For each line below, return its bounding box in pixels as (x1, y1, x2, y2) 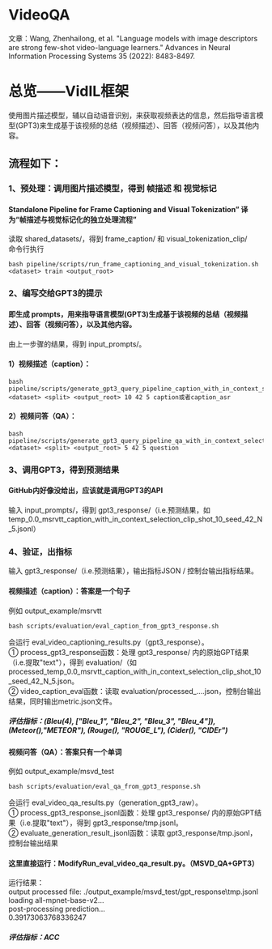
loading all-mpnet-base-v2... (8, 896, 104, 905)
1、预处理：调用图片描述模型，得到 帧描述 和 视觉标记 (8, 183, 217, 194)
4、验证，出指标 (8, 546, 73, 557)
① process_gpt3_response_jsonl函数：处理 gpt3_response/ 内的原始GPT (8, 808, 255, 818)
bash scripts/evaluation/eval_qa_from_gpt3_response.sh (8, 783, 201, 791)
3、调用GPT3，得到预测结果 (8, 464, 120, 475)
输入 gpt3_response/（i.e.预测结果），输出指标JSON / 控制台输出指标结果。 (8, 566, 259, 576)
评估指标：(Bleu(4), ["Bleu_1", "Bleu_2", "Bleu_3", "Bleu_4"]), (8, 717, 216, 726)
